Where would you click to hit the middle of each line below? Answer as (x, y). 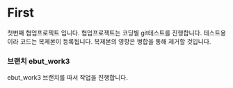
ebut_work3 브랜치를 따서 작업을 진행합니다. (68, 78)
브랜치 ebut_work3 (39, 61)
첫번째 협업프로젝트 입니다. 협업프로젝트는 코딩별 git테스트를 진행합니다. (105, 33)
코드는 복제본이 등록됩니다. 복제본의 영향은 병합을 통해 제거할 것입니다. (115, 41)
